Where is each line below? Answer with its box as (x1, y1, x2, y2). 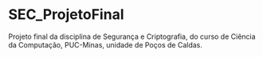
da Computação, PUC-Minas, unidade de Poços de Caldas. (8, 40, 203, 49)
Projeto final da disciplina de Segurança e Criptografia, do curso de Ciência (8, 32, 257, 41)
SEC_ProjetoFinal (8, 6, 124, 24)
